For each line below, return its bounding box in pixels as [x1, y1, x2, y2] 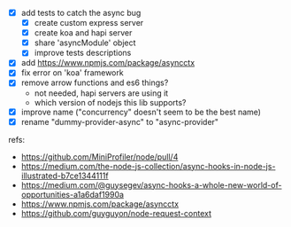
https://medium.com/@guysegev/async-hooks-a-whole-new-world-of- [20, 179, 282, 190]
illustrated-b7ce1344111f [20, 170, 109, 181]
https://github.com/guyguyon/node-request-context [20, 207, 212, 218]
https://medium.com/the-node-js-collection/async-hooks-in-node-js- [20, 160, 276, 171]
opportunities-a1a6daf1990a [20, 189, 125, 200]
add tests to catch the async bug [20, 8, 142, 18]
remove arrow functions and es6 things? [20, 77, 169, 88]
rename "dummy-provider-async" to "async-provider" [20, 116, 218, 127]
